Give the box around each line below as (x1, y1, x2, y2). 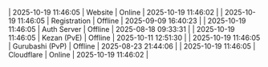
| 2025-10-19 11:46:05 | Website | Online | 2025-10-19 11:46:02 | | (8, 8, 223, 17)
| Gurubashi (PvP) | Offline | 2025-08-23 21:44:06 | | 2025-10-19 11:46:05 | (8, 41, 256, 51)
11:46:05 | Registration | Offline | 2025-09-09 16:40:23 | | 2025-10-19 (17, 16, 246, 26)
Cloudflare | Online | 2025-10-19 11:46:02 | (8, 50, 148, 59)
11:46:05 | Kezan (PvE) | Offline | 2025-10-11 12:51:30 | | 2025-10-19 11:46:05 (8, 33, 261, 42)
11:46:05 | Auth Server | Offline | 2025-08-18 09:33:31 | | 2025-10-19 (8, 25, 235, 33)
